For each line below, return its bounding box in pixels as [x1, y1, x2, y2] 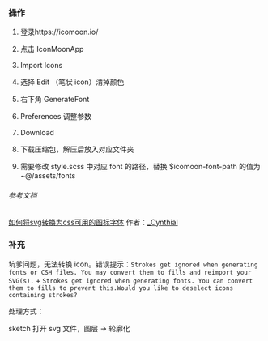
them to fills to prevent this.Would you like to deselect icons [8, 283, 233, 292]
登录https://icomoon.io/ [19, 27, 99, 37]
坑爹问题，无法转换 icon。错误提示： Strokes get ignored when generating [8, 259, 258, 269]
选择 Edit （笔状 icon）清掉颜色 [19, 77, 125, 87]
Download [19, 128, 55, 138]
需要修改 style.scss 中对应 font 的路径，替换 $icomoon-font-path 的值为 [19, 162, 261, 172]
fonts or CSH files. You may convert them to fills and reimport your [8, 268, 252, 276]
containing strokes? [8, 291, 79, 299]
